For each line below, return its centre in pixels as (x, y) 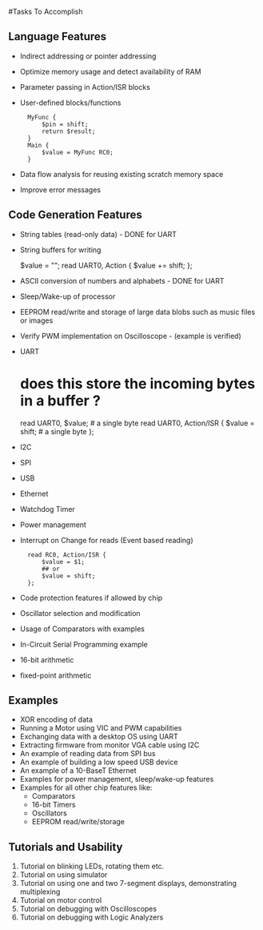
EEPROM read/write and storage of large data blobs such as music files (137, 312)
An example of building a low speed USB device (99, 762)
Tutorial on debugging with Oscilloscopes (88, 909)
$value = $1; (63, 562)
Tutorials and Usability (66, 847)
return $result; (68, 131)
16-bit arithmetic (47, 659)
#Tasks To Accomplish (46, 12)
